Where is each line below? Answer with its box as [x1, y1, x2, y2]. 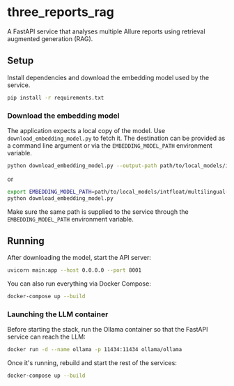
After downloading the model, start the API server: [7, 254, 152, 262]
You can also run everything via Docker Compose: [7, 279, 151, 288]
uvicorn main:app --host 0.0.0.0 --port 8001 [7, 267, 141, 274]
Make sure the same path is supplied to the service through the [7, 207, 189, 216]
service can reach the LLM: [7, 332, 86, 341]
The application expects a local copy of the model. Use [7, 126, 166, 134]
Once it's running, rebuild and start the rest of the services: [7, 359, 178, 367]
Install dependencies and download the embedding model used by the [7, 73, 210, 82]
